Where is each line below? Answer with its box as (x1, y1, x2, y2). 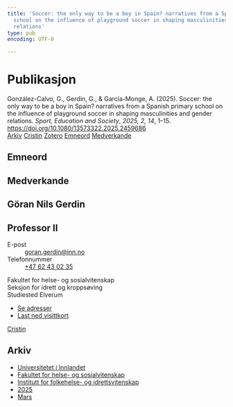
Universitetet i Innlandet (17, 363, 85, 371)
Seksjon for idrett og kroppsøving (7, 283, 103, 291)
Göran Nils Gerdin (7, 199, 85, 210)
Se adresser (17, 304, 52, 312)
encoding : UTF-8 (7, 36, 54, 43)
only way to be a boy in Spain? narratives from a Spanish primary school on (7, 102, 223, 111)
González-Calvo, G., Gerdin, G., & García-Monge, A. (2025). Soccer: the (7, 95, 213, 103)
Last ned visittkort (17, 311, 69, 320)
